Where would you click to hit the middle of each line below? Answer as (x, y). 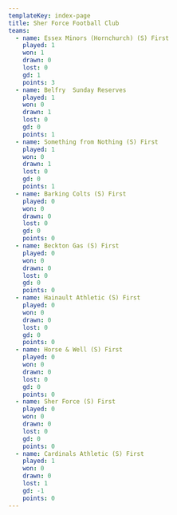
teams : (19, 30)
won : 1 (33, 53)
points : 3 (39, 82)
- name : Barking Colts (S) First (71, 194)
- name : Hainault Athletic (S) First (78, 298)
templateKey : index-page (49, 16)
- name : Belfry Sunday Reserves (71, 90)
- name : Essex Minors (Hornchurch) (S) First (92, 38)
